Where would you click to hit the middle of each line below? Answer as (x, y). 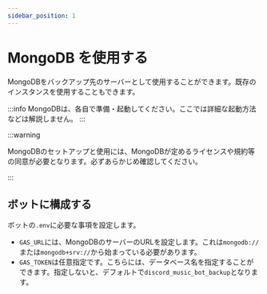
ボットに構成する (50, 204)
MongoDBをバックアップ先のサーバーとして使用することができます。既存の (132, 82)
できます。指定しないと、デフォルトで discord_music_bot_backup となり (135, 272)
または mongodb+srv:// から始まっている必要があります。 (110, 252)
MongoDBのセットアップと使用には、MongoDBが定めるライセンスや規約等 (131, 151)
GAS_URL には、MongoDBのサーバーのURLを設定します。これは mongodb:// (139, 242)
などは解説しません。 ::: (46, 119)
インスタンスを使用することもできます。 (74, 91)
